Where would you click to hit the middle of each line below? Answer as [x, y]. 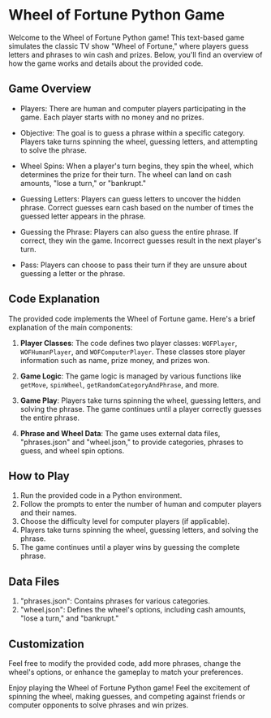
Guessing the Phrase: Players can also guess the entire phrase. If [129, 231]
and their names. [48, 513]
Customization [47, 644]
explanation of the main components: [71, 327]
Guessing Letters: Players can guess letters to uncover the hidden [130, 199]
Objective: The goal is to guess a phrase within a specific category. [133, 132]
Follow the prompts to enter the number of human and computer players [141, 504]
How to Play [39, 476]
